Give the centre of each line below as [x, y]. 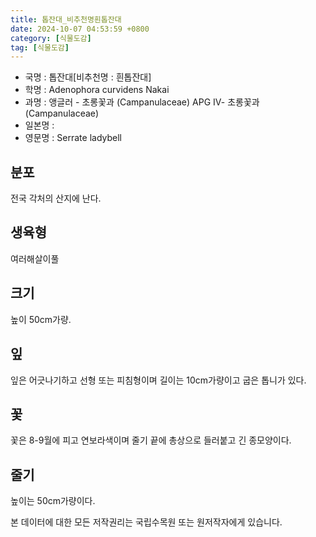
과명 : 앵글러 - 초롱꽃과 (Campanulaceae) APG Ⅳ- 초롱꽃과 [142, 102]
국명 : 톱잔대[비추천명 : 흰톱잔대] [88, 77]
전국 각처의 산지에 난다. [56, 198]
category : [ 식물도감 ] [51, 38]
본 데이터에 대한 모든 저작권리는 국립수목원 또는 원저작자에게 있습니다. [146, 522]
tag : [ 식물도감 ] [40, 47]
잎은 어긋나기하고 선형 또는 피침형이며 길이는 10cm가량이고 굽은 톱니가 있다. [158, 380]
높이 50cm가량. [41, 319]
